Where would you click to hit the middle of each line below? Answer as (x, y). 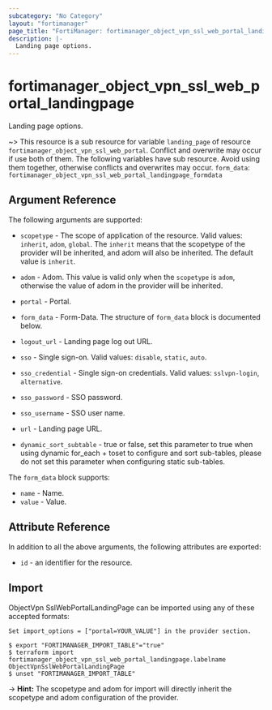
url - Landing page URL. (61, 428)
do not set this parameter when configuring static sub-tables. (122, 461)
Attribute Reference (59, 527)
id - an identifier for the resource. (76, 562)
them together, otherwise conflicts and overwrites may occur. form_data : (130, 168)
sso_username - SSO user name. (72, 413)
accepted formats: (39, 616)
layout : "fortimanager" (49, 24)
